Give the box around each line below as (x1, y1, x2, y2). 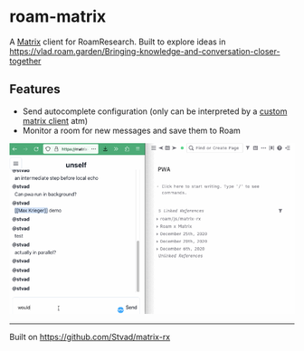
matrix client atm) (22, 115, 89, 126)
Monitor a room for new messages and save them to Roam (22, 125, 242, 136)
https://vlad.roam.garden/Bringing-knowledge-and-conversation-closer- (9, 45, 280, 56)
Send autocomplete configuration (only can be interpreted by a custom (22, 106, 288, 117)
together (9, 55, 42, 66)
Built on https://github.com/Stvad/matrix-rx (9, 331, 171, 342)
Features (9, 81, 61, 97)
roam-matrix (9, 6, 107, 27)
